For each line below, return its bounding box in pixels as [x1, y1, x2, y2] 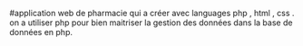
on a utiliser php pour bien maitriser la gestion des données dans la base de [9, 17, 293, 28]
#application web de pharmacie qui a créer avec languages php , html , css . [9, 8, 295, 18]
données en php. [9, 27, 73, 37]
